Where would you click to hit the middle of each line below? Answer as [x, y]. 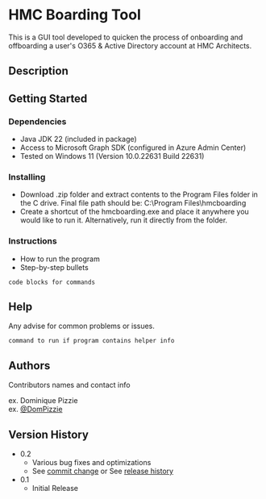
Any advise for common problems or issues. [82, 326]
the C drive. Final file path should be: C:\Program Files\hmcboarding [133, 203]
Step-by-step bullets [54, 267]
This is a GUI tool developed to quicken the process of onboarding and [126, 37]
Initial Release [55, 489]
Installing [27, 177]
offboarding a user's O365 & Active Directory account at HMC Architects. [130, 45]
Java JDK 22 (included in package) [78, 139]
